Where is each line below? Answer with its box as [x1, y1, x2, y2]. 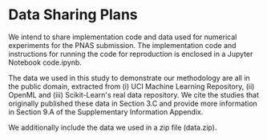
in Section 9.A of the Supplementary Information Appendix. [8, 106, 204, 117]
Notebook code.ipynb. [8, 58, 83, 67]
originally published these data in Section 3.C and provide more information [8, 98, 258, 108]
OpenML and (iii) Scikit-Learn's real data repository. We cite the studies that [8, 90, 259, 99]
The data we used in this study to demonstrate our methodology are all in [8, 73, 250, 82]
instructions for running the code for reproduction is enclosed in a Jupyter [8, 49, 253, 58]
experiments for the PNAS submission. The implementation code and [8, 40, 237, 50]
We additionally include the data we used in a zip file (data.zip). [8, 122, 217, 132]
